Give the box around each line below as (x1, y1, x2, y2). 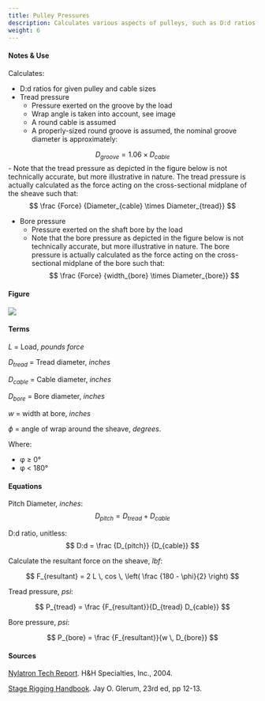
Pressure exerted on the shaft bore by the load (31, 225, 183, 234)
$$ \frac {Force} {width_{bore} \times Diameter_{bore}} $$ (49, 271, 240, 281)
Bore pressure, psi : (8, 618, 70, 627)
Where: (8, 440, 32, 449)
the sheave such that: (8, 189, 79, 199)
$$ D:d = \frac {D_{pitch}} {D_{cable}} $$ (65, 541, 200, 551)
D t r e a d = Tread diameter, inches (8, 357, 110, 369)
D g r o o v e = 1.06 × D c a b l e (95, 150, 170, 161)
